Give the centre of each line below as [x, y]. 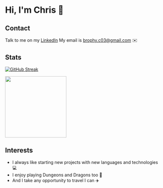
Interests [19, 150]
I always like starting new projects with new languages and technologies [85, 162]
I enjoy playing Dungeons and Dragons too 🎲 [57, 175]
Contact [18, 28]
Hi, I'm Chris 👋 [35, 10]
